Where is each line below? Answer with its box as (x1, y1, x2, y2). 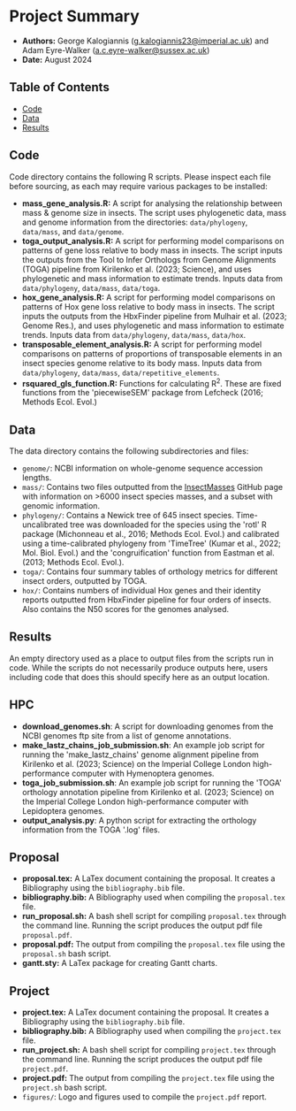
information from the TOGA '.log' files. (21, 824, 161, 835)
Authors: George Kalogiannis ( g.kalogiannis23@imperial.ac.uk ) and (21, 35, 269, 46)
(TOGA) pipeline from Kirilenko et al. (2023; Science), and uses (21, 264, 252, 274)
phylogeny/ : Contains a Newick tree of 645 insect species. (21, 510, 234, 521)
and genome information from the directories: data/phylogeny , (21, 217, 248, 227)
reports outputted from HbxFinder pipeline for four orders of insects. (21, 594, 272, 605)
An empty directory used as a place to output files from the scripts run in (9, 653, 274, 663)
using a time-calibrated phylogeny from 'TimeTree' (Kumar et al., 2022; (21, 538, 281, 549)
